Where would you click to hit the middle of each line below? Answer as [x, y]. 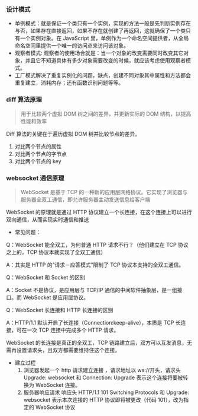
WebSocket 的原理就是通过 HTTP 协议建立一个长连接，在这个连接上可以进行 [99, 212]
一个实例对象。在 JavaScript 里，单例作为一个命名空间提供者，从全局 [104, 38]
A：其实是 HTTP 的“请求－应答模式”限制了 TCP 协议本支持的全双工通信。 [95, 265]
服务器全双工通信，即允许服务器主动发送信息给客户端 [85, 199]
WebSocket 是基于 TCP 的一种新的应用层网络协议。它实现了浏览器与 [104, 192]
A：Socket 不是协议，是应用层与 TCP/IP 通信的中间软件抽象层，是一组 [92, 290]
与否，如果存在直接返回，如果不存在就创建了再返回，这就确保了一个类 [100, 31]
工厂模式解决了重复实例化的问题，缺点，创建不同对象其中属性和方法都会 [103, 75]
